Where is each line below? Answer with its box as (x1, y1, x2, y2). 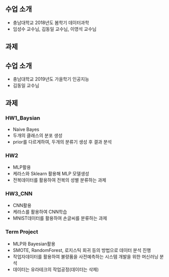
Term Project (5, 228, 39, 235)
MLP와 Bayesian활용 (12, 241, 55, 247)
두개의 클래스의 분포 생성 (12, 132, 63, 138)
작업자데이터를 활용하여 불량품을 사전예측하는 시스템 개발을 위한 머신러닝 (12, 253, 159, 260)
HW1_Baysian (5, 114, 41, 122)
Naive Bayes (12, 126, 40, 132)
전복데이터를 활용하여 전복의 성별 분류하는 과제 (12, 177, 106, 183)
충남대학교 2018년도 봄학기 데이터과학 (12, 19, 89, 26)
